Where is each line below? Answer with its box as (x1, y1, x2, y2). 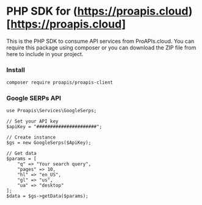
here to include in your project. (6, 50, 84, 57)
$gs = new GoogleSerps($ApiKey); (6, 140, 92, 146)
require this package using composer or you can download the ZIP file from (6, 44, 197, 51)
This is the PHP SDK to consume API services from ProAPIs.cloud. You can (6, 37, 195, 45)
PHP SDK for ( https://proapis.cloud (6, 4, 189, 18)
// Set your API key (6, 118, 59, 124)
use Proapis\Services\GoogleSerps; (6, 108, 97, 114)
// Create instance (6, 134, 56, 141)
